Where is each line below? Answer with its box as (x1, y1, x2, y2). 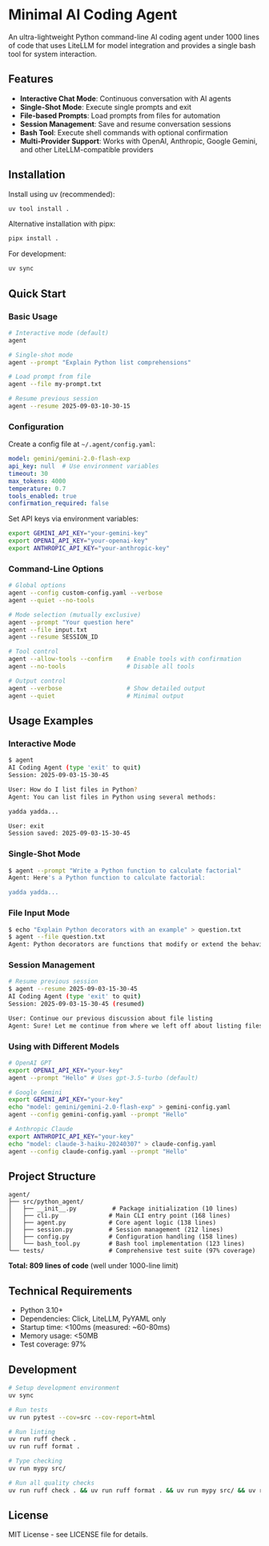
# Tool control (8, 647, 59, 656)
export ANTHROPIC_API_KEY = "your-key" (8, 1132, 134, 1141)
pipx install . (8, 235, 59, 243)
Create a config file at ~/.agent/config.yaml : (8, 439, 156, 449)
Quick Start (8, 287, 66, 300)
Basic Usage (8, 311, 58, 322)
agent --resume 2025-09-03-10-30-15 (8, 402, 130, 410)
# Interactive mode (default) (8, 328, 110, 337)
